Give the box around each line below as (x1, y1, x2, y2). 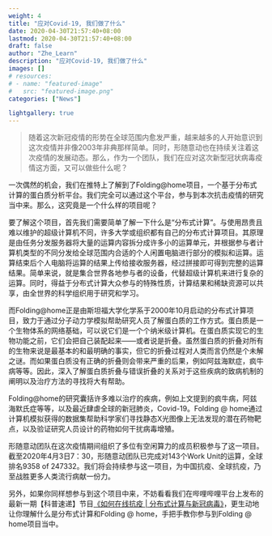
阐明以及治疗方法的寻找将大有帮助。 (8, 376, 130, 386)
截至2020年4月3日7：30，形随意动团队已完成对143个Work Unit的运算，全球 (8, 451, 263, 462)
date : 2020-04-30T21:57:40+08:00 (8, 27, 121, 35)
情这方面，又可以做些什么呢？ (28, 163, 128, 172)
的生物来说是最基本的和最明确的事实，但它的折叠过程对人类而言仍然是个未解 (8, 346, 264, 356)
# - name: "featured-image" (8, 79, 104, 87)
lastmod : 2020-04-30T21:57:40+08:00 (8, 34, 132, 43)
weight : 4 (8, 11, 42, 20)
